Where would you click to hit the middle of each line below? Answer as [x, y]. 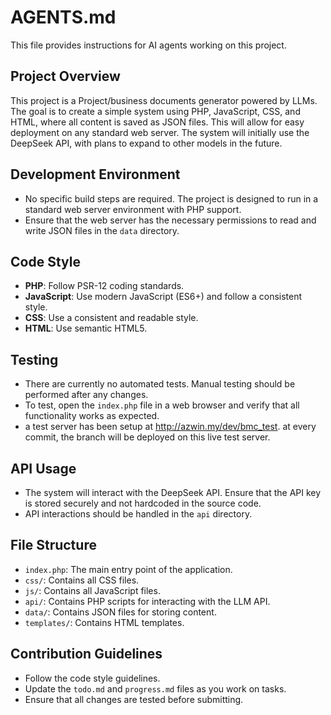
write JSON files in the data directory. [102, 230]
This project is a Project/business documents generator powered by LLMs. [164, 100]
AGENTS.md [63, 17]
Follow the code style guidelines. [92, 678]
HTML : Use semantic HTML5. [86, 328]
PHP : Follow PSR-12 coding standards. [104, 286]
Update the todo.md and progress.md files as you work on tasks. [155, 688]
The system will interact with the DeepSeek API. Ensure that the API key [173, 492]
